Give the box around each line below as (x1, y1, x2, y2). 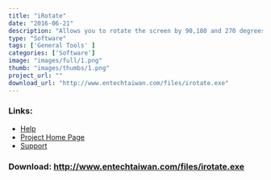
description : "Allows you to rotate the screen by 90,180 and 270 (8, 27, 236, 35)
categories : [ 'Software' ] (8, 49, 95, 57)
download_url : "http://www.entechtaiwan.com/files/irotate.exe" (8, 79, 229, 87)
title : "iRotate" (8, 11, 67, 20)
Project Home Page (19, 132, 85, 141)
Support (19, 141, 48, 150)
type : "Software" (8, 34, 67, 43)
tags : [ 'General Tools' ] (8, 42, 95, 50)
